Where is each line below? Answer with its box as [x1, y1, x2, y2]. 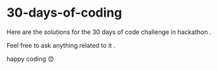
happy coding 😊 [6, 54, 54, 63]
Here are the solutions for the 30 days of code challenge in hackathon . [6, 28, 212, 36]
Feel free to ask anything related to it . [6, 41, 116, 49]
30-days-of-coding [6, 5, 122, 21]
